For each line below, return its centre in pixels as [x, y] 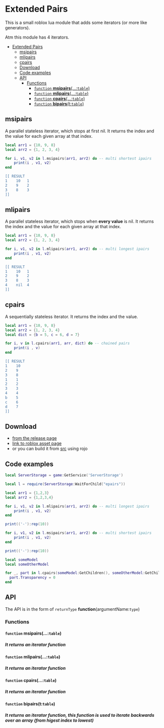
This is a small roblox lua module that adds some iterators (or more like [76, 22]
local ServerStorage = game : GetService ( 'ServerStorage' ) [64, 475]
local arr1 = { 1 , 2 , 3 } [27, 493]
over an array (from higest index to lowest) [49, 720]
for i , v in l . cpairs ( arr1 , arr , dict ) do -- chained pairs [68, 343]
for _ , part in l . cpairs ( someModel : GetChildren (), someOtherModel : [75, 573]
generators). [18, 27]
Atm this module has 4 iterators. [37, 37]
